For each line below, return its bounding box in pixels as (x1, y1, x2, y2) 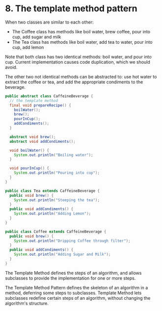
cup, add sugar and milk (12, 34, 61, 40)
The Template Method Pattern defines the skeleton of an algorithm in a (5, 285, 148, 290)
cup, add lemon (12, 44, 44, 50)
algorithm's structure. (5, 300, 49, 306)
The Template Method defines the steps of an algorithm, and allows (5, 270, 142, 276)
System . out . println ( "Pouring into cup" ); (14, 170, 100, 176)
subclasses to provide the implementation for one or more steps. (5, 275, 136, 281)
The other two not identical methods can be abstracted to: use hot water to (5, 74, 157, 79)
